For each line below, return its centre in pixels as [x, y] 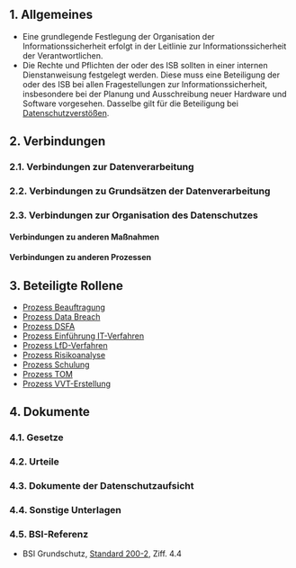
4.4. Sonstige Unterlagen [65, 510]
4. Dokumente [49, 412]
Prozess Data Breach [61, 316]
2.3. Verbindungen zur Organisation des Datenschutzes [134, 215]
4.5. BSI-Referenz [49, 534]
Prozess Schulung [56, 365]
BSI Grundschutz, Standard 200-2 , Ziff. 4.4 [102, 554]
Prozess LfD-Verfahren [65, 345]
